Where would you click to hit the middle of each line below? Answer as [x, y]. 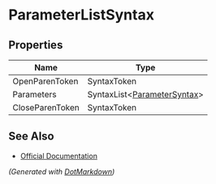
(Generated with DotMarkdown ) [62, 171]
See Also [31, 137]
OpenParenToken [45, 81]
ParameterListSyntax [81, 15]
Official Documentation [58, 156]
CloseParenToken [46, 107]
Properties [36, 45]
